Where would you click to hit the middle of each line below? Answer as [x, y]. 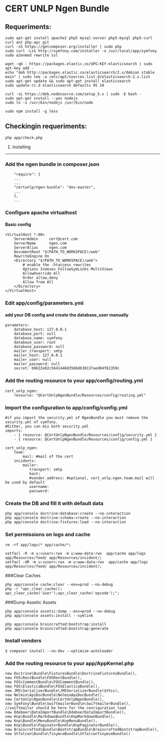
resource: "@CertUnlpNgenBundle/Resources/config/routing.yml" [80, 395]
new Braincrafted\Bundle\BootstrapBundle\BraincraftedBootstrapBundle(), [82, 730]
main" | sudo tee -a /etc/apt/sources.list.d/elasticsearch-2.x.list [78, 77]
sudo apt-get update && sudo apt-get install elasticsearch [68, 81]
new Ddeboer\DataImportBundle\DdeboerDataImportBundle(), [66, 712]
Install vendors [23, 641]
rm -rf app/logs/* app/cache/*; [38, 545]
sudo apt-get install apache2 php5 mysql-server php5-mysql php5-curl [79, 38]
